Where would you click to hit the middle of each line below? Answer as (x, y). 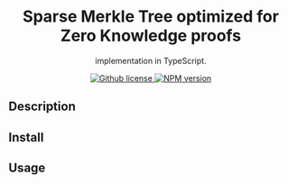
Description (42, 107)
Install (26, 137)
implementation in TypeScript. (151, 60)
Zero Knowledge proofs (151, 36)
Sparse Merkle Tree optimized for (151, 17)
